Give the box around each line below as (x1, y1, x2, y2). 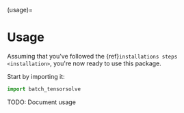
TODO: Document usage (7, 98, 77, 106)
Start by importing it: (7, 72, 65, 80)
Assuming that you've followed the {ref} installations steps (7, 52, 178, 60)
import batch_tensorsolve (7, 85, 81, 93)
